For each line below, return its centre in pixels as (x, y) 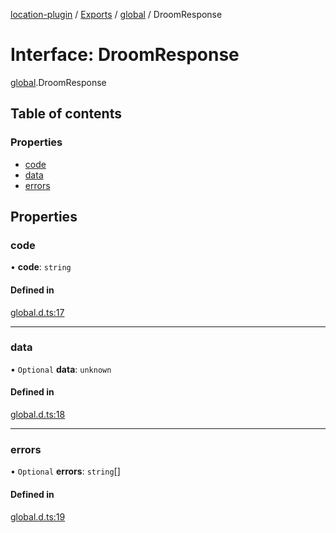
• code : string (41, 267)
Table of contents (66, 114)
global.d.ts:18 (38, 415)
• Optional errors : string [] (65, 471)
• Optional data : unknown (61, 369)
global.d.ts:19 (38, 516)
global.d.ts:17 (37, 312)
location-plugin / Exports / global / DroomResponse (116, 14)
